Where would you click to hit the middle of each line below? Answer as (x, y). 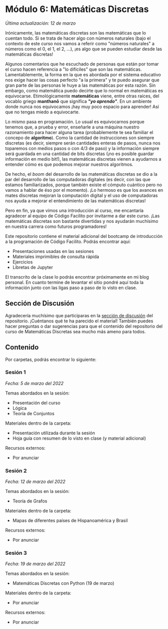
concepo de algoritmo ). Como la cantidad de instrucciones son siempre (80, 138)
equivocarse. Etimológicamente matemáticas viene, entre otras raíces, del (82, 96)
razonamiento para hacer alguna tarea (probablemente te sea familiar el (79, 132)
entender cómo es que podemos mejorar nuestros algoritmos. (69, 164)
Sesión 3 (16, 553)
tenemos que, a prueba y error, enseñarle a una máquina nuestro (72, 127)
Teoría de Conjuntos (33, 413)
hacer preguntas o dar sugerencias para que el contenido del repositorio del (84, 326)
